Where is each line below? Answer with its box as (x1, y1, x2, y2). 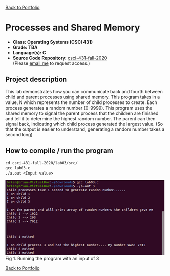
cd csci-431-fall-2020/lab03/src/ (5, 160, 78, 165)
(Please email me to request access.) (12, 60, 90, 66)
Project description (5, 75, 67, 84)
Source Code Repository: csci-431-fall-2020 (12, 55, 107, 61)
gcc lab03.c (5, 165, 30, 170)
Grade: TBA (12, 44, 38, 50)
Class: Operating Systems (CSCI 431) (12, 39, 93, 45)
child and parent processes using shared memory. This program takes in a (5, 94, 160, 100)
